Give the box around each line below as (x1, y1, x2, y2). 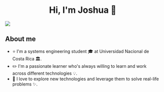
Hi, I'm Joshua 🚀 (49, 4, 117, 16)
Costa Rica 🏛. (12, 55, 42, 61)
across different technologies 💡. (12, 70, 77, 76)
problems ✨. (12, 81, 38, 87)
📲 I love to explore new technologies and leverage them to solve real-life (12, 76, 159, 82)
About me (5, 35, 36, 44)
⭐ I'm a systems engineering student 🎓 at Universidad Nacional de (12, 48, 149, 54)
